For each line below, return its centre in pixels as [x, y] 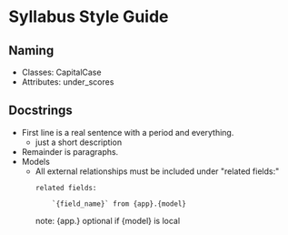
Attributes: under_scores [68, 82]
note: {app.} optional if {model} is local [108, 220]
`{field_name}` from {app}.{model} [119, 204]
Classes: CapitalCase [61, 72]
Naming [31, 51]
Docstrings [41, 111]
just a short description [79, 142]
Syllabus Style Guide [89, 17]
